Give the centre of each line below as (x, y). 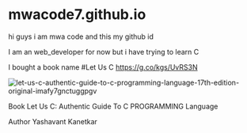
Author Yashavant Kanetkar (53, 121)
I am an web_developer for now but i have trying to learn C (104, 51)
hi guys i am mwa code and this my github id (81, 36)
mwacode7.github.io (77, 15)
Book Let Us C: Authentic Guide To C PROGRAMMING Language (113, 106)
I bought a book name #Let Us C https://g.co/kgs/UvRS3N (103, 67)
